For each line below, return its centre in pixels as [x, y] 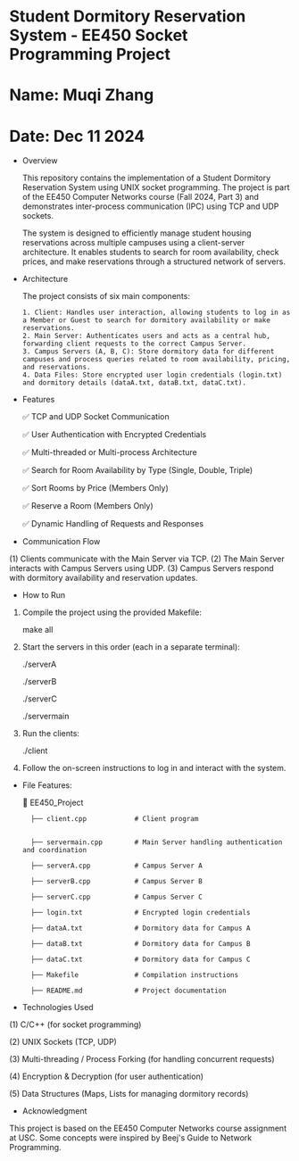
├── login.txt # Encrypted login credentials [141, 913]
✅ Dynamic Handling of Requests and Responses [112, 524]
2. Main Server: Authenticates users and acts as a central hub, [146, 336]
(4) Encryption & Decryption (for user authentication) [106, 1076]
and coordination [54, 850]
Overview [40, 161]
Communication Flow [61, 542]
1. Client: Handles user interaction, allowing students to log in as [156, 313]
